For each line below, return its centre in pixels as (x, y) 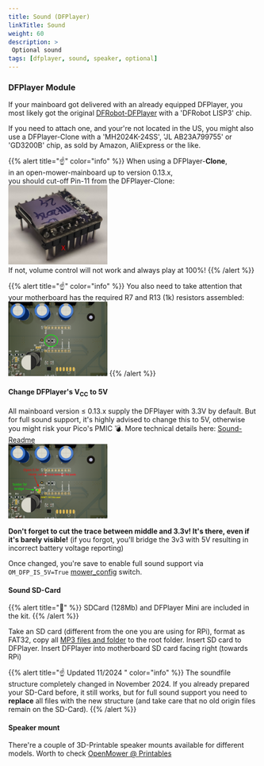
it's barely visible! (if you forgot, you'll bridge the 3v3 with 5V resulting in (128, 540)
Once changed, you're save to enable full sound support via (106, 564)
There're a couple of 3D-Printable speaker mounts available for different (126, 745)
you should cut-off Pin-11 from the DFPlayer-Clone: (92, 181)
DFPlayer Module (42, 87)
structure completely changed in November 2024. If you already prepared (129, 684)
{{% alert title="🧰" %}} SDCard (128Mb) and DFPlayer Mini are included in (129, 608)
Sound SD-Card (34, 590)
